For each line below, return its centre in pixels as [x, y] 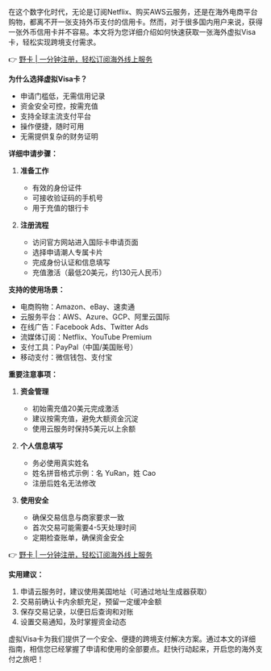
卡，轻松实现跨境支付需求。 [54, 42]
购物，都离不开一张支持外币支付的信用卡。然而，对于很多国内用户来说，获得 [135, 22]
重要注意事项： [33, 374]
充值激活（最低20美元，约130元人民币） [99, 272]
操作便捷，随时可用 [52, 126]
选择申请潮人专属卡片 [67, 252]
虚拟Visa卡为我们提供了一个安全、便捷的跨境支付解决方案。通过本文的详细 [132, 639]
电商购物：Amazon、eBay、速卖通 [77, 306]
